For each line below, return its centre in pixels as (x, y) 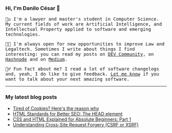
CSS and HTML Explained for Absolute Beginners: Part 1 (72, 119)
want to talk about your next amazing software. (67, 79)
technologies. (23, 35)
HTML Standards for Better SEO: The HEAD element (68, 114)
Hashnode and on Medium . (36, 59)
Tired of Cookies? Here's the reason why (56, 108)
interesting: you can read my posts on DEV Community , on (80, 54)
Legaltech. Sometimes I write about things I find (70, 49)
